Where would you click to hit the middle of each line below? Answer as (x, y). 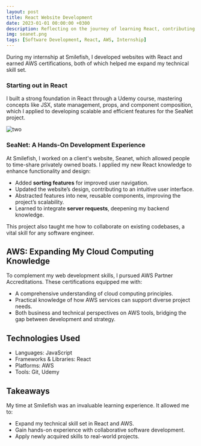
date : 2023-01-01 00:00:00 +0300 (48, 23)
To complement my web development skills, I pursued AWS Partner (90, 275)
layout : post (23, 12)
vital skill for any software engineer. (50, 233)
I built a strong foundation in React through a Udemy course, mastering (94, 99)
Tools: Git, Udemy (37, 372)
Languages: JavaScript (43, 353)
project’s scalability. (39, 202)
